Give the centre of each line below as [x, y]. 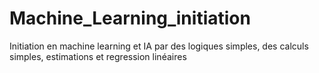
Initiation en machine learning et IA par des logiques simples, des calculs [159, 46]
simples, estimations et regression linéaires [98, 56]
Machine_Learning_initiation [130, 18]
